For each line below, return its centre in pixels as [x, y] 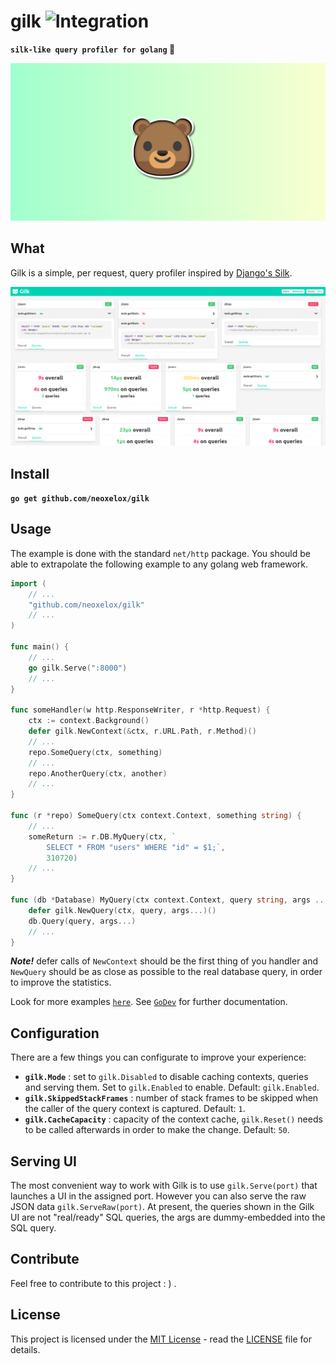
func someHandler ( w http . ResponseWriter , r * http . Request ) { [140, 710]
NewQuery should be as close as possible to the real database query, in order [166, 972]
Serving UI [44, 1161]
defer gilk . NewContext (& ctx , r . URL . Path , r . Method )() [142, 731]
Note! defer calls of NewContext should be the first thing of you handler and [164, 961]
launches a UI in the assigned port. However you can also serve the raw [158, 1196]
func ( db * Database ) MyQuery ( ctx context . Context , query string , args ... [169, 900]
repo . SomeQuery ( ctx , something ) [95, 752]
